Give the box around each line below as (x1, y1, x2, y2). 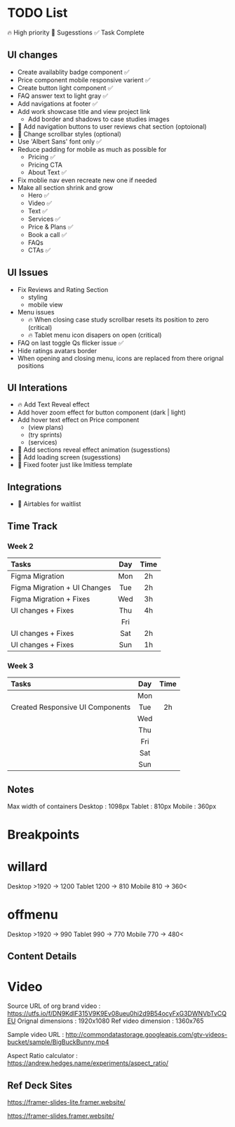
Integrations (7, 480, 62, 493)
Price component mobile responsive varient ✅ (17, 75, 151, 84)
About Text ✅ (27, 167, 67, 177)
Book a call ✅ (27, 230, 67, 238)
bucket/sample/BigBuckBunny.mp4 (7, 1038, 109, 1046)
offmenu (7, 907, 58, 923)
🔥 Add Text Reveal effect (17, 400, 90, 409)
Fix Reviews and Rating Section (17, 285, 109, 293)
